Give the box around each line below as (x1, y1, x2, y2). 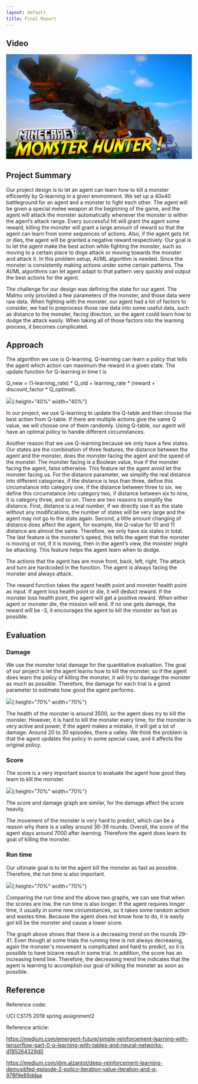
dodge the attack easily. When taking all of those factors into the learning (6, 316, 184, 324)
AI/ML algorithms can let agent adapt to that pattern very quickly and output (6, 267, 191, 274)
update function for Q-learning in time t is (6, 368, 107, 375)
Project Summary (6, 171, 72, 181)
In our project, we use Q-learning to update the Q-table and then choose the (6, 410, 192, 417)
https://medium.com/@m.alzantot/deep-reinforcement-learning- (6, 1059, 163, 1066)
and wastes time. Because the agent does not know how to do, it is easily (6, 912, 184, 920)
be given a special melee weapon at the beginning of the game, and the (6, 205, 180, 212)
